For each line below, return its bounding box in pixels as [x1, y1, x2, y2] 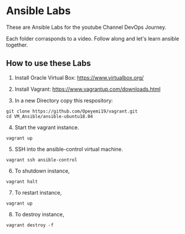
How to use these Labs [6, 58, 91, 68]
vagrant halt [6, 179, 38, 184]
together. [6, 41, 28, 48]
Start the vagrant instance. [14, 124, 79, 131]
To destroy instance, [14, 210, 65, 217]
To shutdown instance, [14, 167, 70, 174]
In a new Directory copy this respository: [14, 97, 113, 104]
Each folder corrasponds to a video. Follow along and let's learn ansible [6, 35, 179, 42]
